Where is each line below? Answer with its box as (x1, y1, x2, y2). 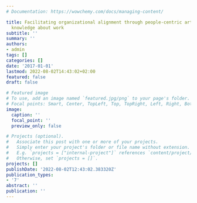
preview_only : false (11, 123, 62, 129)
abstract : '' (6, 183, 38, 189)
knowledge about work (11, 25, 64, 31)
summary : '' (6, 36, 35, 42)
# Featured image (6, 90, 49, 96)
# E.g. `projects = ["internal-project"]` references (6, 150, 145, 156)
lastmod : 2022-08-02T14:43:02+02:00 (6, 68, 96, 74)
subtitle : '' (6, 30, 38, 36)
